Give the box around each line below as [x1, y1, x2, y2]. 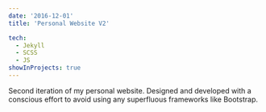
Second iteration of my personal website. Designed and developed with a [8, 85, 251, 95]
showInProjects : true [8, 64, 81, 73]
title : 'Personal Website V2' [8, 19, 110, 27]
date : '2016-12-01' [8, 11, 74, 20]
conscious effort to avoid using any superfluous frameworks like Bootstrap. [8, 94, 258, 104]
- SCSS [15, 49, 38, 57]
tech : [8, 34, 27, 42]
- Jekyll [15, 41, 45, 49]
